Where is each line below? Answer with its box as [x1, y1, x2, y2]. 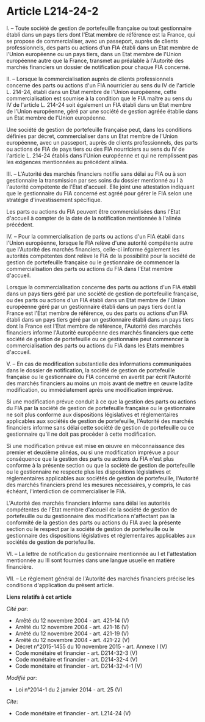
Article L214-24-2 [6, 4, 99, 18]
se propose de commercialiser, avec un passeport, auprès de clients [6, 37, 179, 45]
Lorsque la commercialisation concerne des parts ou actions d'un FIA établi [6, 283, 196, 291]
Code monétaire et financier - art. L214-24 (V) [15, 709, 131, 717]
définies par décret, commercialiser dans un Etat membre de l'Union [6, 132, 178, 140]
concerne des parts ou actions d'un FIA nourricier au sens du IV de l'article [6, 81, 195, 89]
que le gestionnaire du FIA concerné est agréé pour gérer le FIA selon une [6, 189, 193, 197]
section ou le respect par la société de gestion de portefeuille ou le [6, 525, 174, 532]
